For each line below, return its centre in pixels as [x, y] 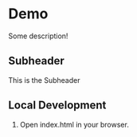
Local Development [57, 106]
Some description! [38, 36]
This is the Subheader [44, 80]
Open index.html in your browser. [74, 124]
